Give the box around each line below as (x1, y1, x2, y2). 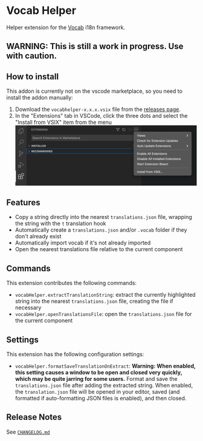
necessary (14, 304, 42, 311)
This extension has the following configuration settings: (6, 351, 144, 358)
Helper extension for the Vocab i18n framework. (6, 24, 126, 31)
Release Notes (6, 412, 62, 422)
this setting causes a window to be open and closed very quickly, (14, 369, 182, 376)
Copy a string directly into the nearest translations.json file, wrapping (14, 214, 192, 221)
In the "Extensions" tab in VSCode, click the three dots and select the (14, 112, 188, 120)
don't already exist (14, 233, 62, 240)
